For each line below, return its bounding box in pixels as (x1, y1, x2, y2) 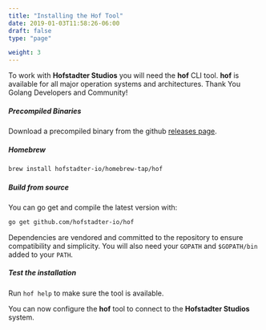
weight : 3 (8, 49, 42, 57)
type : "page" (8, 34, 52, 43)
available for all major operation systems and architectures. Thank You (8, 79, 241, 89)
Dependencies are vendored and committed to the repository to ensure (8, 232, 244, 242)
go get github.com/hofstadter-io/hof (8, 218, 135, 226)
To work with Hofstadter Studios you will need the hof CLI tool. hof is (8, 71, 240, 80)
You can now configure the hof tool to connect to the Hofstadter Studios (8, 304, 250, 313)
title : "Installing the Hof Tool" (8, 11, 124, 20)
